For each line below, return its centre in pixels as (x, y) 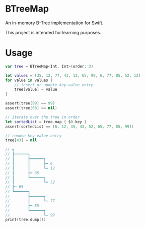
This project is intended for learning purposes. (53, 32)
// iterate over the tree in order (43, 117)
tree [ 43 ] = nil (21, 140)
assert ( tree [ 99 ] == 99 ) (30, 103)
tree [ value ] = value (36, 90)
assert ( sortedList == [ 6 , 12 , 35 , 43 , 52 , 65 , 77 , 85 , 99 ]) (70, 127)
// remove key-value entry (33, 136)
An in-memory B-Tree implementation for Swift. (54, 23)
